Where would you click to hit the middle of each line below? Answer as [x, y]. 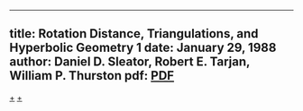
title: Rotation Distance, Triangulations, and [134, 34]
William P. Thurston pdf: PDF [92, 76]
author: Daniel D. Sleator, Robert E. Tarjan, [130, 62]
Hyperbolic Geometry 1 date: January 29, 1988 [143, 48]
